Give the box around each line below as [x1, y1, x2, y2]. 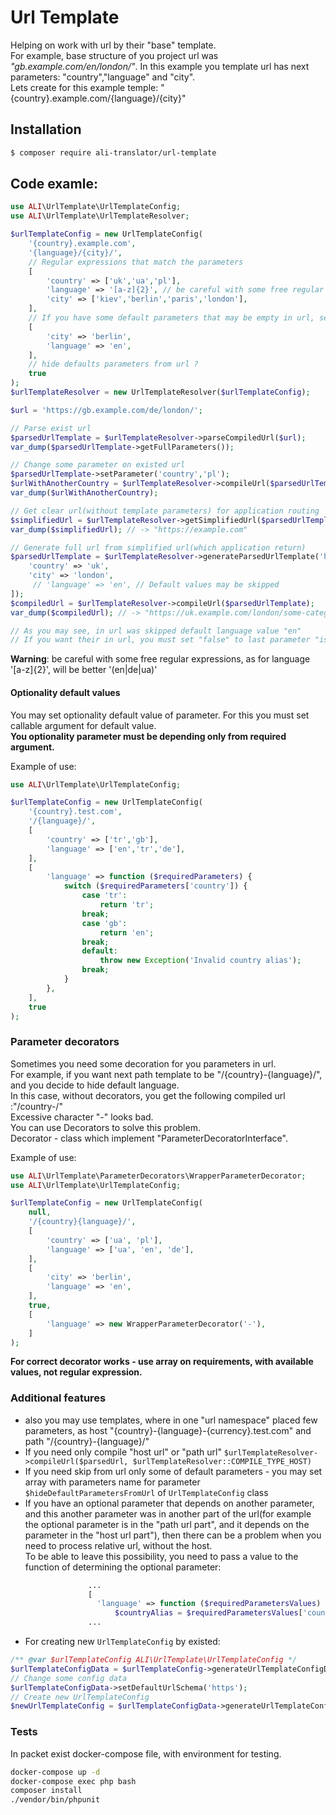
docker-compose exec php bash [10, 1776, 137, 1786]
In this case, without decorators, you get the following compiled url [10, 1089, 286, 1101]
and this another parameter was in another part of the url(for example [24, 1507, 312, 1520]
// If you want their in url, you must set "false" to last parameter [10, 635, 311, 645]
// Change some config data [10, 1673, 128, 1683]
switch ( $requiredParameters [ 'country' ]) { [63, 881, 248, 891]
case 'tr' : [81, 891, 128, 901]
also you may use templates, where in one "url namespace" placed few [24, 1414, 318, 1426]
